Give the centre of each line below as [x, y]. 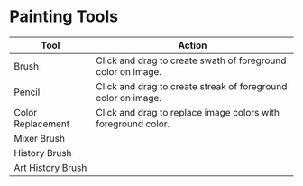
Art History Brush [50, 167]
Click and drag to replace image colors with [188, 112]
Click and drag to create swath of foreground [191, 60]
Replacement [42, 124]
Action [193, 45]
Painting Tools [64, 17]
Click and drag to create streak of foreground [192, 86]
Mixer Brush [40, 138]
